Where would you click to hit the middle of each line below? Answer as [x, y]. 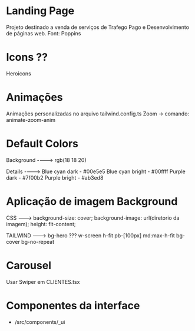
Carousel [29, 265]
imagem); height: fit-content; [41, 224]
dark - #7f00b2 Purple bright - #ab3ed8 [55, 177]
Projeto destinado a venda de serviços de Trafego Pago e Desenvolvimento [98, 27]
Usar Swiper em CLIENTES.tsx [43, 282]
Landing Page [40, 11]
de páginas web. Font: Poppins [44, 33]
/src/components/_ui [40, 322]
